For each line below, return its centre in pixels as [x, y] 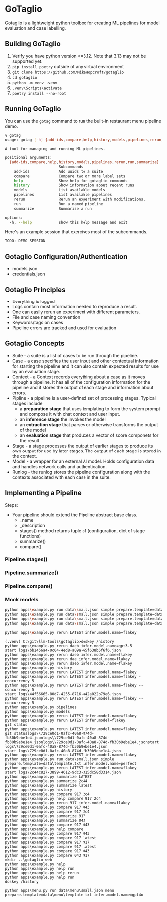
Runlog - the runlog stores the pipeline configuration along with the [81, 472]
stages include [27, 403]
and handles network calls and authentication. [60, 466]
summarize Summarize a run [53, 209]
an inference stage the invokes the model [63, 419]
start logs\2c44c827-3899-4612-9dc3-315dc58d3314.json [63, 772]
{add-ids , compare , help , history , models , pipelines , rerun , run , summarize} [84, 162]
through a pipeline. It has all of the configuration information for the [81, 382]
